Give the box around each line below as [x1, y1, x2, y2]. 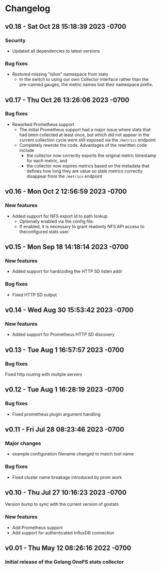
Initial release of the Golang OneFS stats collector [5, 559, 124, 565]
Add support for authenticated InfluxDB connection [12, 530, 115, 535]
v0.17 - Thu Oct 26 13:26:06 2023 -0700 [5, 96, 129, 104]
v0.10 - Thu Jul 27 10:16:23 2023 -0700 [5, 488, 127, 496]
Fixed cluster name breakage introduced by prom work [12, 474, 122, 480]
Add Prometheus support [12, 525, 63, 531]
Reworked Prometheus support [12, 121, 75, 127]
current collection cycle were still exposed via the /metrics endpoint [19, 137, 156, 143]
